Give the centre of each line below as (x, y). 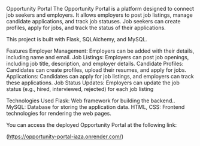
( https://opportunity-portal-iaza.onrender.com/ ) (65, 136)
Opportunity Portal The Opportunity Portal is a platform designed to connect (100, 9)
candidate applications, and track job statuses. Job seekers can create (93, 21)
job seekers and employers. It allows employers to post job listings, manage (99, 15)
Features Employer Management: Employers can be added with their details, (100, 51)
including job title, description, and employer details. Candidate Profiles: (95, 63)
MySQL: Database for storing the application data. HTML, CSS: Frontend (96, 107)
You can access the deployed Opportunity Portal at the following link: (92, 125)
